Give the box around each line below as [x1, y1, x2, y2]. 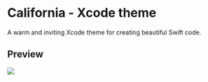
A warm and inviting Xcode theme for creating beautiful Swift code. [7, 28, 202, 36]
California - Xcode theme [7, 5, 157, 21]
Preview [7, 48, 44, 60]
